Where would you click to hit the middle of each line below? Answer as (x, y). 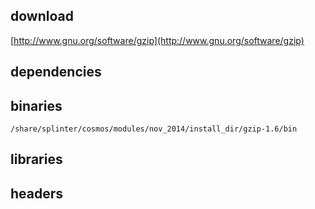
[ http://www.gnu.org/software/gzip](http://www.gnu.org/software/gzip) (157, 40)
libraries (36, 159)
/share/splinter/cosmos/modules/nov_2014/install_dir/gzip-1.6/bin (154, 129)
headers (37, 193)
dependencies (56, 72)
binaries (36, 105)
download (42, 16)
